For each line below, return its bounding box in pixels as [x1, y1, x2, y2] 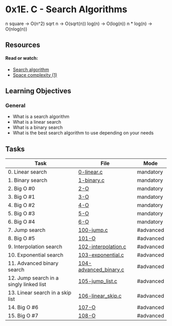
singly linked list [8, 281, 47, 288]
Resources [5, 41, 40, 50]
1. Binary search [8, 177, 48, 184]
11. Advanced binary [8, 260, 59, 267]
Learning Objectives [5, 86, 72, 95]
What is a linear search [12, 119, 61, 125]
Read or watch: [5, 55, 38, 61]
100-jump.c [78, 226, 109, 234]
